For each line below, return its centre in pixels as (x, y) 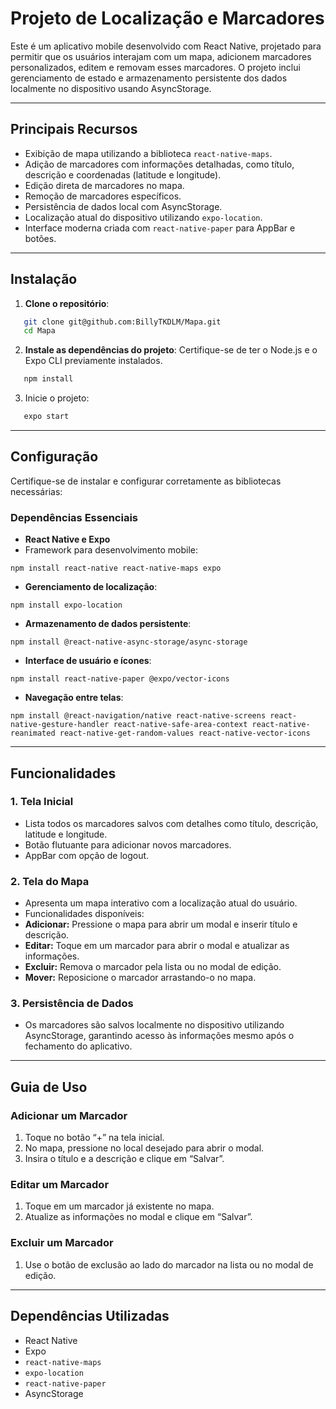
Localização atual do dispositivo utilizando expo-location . (143, 217)
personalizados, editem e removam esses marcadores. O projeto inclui (155, 67)
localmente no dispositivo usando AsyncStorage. (111, 88)
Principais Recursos (74, 129)
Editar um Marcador (60, 1185)
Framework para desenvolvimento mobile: (111, 550)
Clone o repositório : (67, 303)
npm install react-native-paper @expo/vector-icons (120, 679)
